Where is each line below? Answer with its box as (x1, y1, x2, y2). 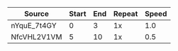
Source (23, 9, 50, 18)
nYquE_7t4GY (11, 21, 57, 30)
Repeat (113, 9, 138, 18)
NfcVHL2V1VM (11, 32, 62, 41)
